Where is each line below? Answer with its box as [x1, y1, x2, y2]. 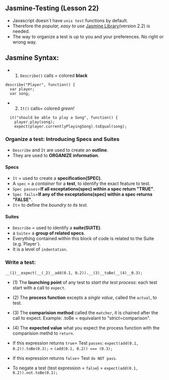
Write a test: [5, 259, 36, 266]
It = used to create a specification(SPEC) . [12, 175, 102, 181]
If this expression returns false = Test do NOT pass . [12, 355, 117, 361]
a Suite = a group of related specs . [12, 230, 86, 236]
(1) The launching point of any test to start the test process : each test [12, 279, 157, 285]
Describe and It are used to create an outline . [12, 147, 109, 153]
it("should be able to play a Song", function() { [10, 115, 118, 120]
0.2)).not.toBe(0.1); [12, 370, 58, 375]
